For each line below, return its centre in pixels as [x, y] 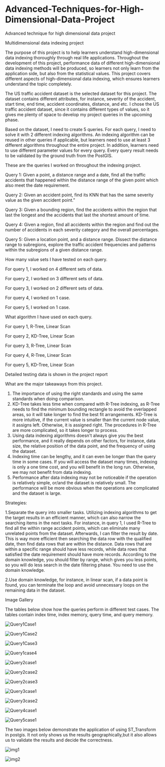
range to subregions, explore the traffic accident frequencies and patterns [80, 244]
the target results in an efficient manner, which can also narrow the [73, 517]
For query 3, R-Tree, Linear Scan [38, 345]
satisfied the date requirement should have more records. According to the [81, 554]
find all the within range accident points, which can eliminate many [73, 528]
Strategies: [16, 503]
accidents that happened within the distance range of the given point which [82, 180]
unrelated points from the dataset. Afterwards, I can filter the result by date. [82, 533]
